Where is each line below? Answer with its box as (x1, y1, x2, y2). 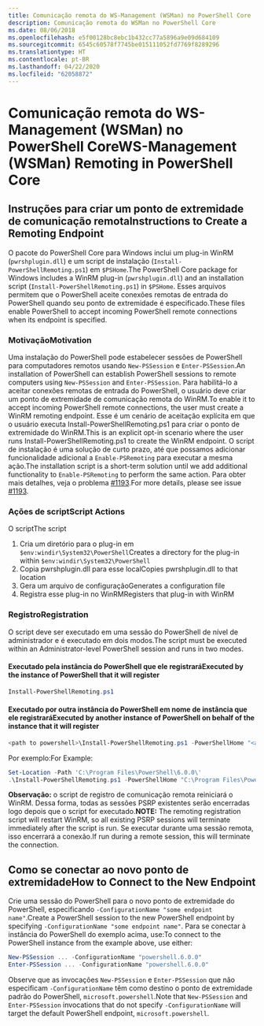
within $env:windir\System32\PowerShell (19, 556, 151, 566)
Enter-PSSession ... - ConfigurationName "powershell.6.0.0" (8, 961, 210, 969)
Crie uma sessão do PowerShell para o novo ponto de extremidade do (8, 896, 235, 906)
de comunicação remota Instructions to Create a (8, 214, 247, 229)
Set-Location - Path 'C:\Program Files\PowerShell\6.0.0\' (8, 768, 202, 776)
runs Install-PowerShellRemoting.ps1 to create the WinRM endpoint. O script (8, 436, 255, 445)
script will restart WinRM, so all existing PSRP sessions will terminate (8, 815, 230, 824)
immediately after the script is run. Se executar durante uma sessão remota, (8, 823, 254, 833)
